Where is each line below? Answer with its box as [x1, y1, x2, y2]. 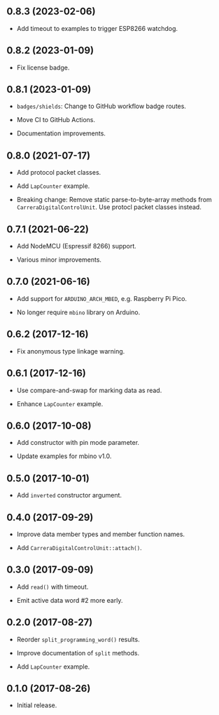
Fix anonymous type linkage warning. [16, 347, 125, 355]
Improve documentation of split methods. [16, 648, 140, 657]
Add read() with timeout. [16, 582, 89, 591]
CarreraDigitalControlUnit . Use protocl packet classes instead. [16, 203, 202, 211]
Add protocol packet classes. [16, 168, 101, 177]
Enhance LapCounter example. [16, 399, 104, 408]
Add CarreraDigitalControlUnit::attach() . [16, 543, 143, 552]
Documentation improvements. [16, 129, 106, 138]
